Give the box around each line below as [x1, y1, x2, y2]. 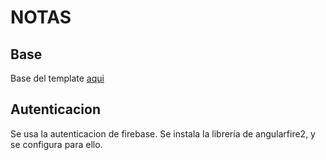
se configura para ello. [10, 138, 103, 150]
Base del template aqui [10, 72, 105, 84]
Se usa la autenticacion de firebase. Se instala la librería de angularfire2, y [10, 127, 316, 140]
